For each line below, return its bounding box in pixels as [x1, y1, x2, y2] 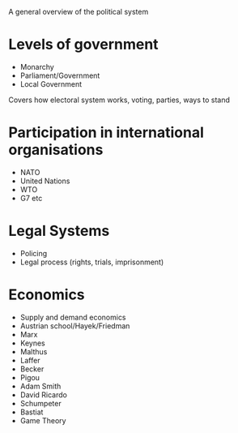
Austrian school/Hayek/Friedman [19, 320, 130, 331]
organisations [8, 141, 104, 159]
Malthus [19, 346, 48, 356]
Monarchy [19, 62, 54, 71]
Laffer [19, 355, 40, 365]
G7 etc [19, 193, 43, 203]
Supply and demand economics [19, 312, 127, 322]
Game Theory [19, 415, 66, 425]
